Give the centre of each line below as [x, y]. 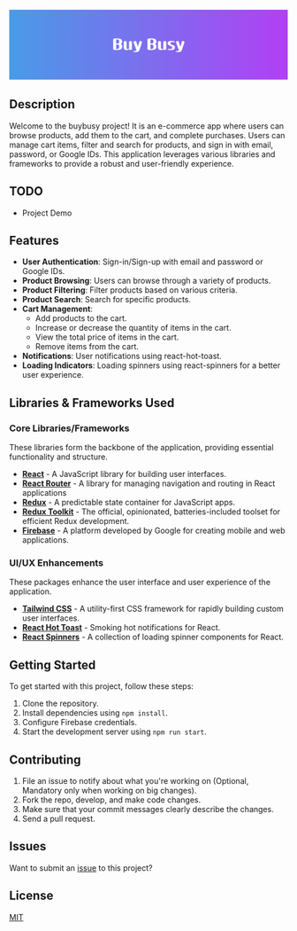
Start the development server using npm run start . [114, 731]
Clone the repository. [60, 704]
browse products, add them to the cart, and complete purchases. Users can [147, 135]
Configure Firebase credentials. [80, 723]
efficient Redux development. [76, 521]
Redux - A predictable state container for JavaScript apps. [129, 503]
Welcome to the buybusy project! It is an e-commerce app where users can [147, 126]
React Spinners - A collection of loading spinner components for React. [153, 637]
